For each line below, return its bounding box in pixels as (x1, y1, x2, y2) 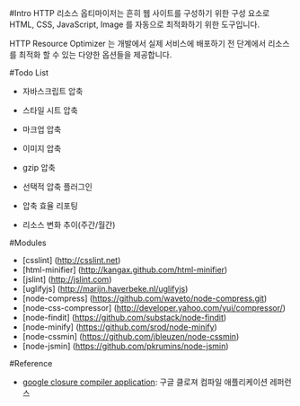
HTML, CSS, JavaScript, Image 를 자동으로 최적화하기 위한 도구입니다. (9, 19, 260, 30)
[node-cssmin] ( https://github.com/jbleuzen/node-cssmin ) (22, 331, 240, 341)
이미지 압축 (22, 143, 62, 154)
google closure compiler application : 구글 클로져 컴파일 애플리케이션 (22, 376, 268, 387)
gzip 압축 (22, 163, 56, 172)
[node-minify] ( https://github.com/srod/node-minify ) (22, 322, 217, 332)
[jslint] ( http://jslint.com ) (22, 274, 112, 285)
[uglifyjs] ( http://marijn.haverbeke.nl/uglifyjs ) (22, 284, 189, 294)
